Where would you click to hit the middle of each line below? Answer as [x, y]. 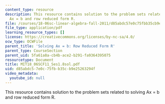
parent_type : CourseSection [34, 51]
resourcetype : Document [29, 60]
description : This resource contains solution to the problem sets [76, 14]
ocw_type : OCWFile [24, 42]
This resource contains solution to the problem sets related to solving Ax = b [82, 92]
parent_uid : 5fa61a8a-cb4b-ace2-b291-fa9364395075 [58, 55]
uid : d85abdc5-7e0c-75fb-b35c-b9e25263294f [50, 69]
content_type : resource [29, 10]
